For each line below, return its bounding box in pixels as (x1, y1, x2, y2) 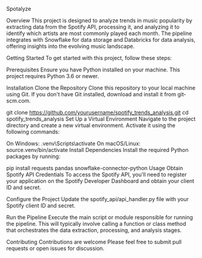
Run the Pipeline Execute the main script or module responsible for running (6, 214, 194, 220)
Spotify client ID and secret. (6, 202, 76, 209)
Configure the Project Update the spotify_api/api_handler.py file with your (6, 196, 189, 202)
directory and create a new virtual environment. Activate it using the (6, 122, 175, 129)
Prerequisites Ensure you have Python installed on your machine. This (6, 66, 180, 73)
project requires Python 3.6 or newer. (6, 73, 99, 79)
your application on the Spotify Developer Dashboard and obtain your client (6, 177, 195, 184)
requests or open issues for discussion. (6, 245, 105, 252)
